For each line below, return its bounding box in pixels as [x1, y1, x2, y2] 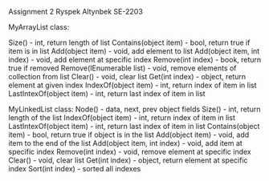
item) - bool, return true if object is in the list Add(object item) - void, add [8, 130, 250, 139]
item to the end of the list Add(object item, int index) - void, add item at [8, 139, 243, 147]
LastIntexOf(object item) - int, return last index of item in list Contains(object [8, 122, 260, 131]
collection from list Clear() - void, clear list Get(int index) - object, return [8, 72, 247, 81]
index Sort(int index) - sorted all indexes [8, 164, 141, 173]
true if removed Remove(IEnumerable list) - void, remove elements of [8, 63, 237, 73]
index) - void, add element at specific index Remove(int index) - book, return [8, 55, 262, 64]
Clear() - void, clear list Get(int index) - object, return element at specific [8, 155, 248, 165]
